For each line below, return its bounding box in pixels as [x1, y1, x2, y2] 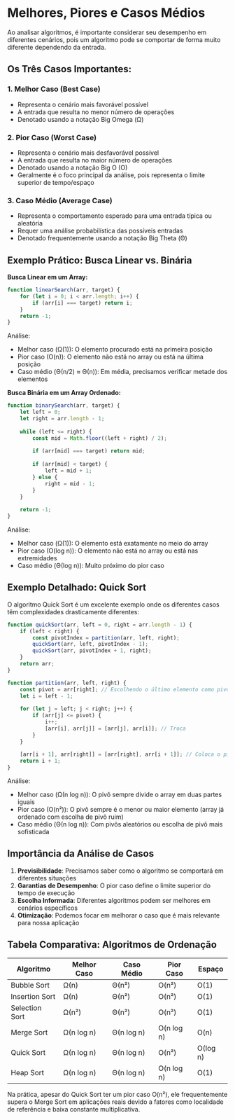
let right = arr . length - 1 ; [20, 415, 105, 422]
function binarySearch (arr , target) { [7, 402, 120, 409]
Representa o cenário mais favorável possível [17, 100, 149, 109]
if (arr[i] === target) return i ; [32, 299, 133, 306]
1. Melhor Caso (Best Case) [7, 84, 101, 94]
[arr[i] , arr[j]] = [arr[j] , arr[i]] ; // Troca [44, 725, 187, 732]
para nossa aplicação [17, 918, 80, 927]
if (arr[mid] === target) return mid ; [32, 448, 145, 455]
